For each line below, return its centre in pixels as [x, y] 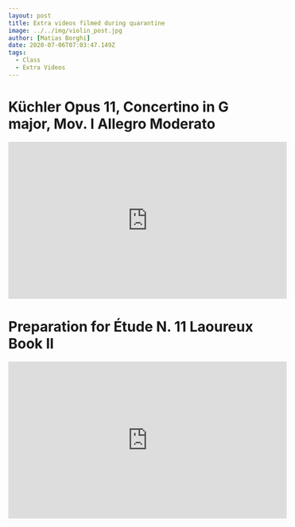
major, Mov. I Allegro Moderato [112, 124]
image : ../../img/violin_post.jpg [66, 30]
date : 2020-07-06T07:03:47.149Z [62, 45]
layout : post [30, 16]
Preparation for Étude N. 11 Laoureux [131, 326]
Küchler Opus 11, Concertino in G [118, 106]
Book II [31, 343]
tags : [17, 53]
